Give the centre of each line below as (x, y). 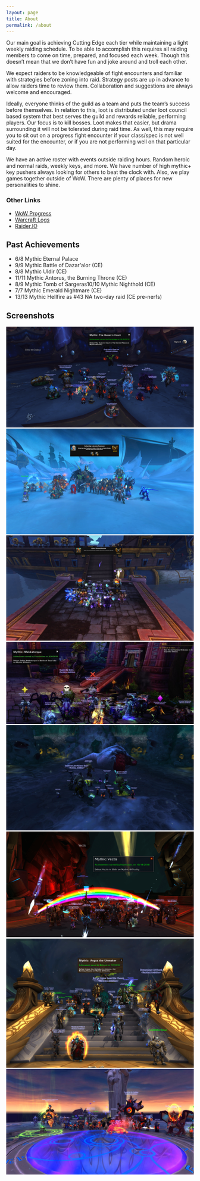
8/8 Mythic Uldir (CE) (41, 271)
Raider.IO (26, 226)
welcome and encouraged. (39, 92)
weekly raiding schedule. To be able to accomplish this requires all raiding (97, 49)
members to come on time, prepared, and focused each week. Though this (98, 55)
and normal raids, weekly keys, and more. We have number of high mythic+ (99, 166)
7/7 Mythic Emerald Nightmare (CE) (58, 290)
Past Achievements (43, 245)
